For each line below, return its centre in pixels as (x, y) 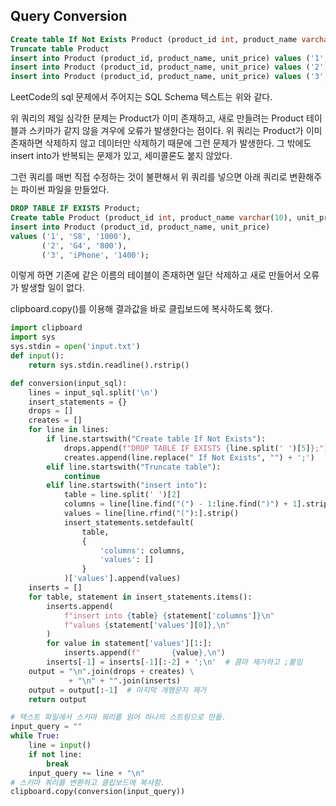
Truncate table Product (60, 49)
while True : (35, 736)
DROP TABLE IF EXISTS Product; (75, 209)
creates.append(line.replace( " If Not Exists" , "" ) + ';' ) (189, 457)
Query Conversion (69, 16)
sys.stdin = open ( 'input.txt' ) (75, 347)
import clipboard (46, 328)
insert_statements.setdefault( (129, 522)
